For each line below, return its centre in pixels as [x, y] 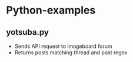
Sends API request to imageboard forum [64, 46]
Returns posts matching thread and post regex [71, 53]
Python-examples [51, 10]
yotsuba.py [27, 32]
